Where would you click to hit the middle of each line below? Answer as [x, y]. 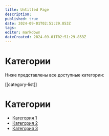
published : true [22, 19]
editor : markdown [23, 32]
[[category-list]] [21, 84]
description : [18, 14]
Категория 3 [25, 128]
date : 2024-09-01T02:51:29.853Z [38, 23]
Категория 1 [25, 118]
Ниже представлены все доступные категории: [54, 75]
